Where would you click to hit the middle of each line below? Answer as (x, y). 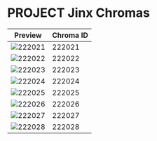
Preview (28, 35)
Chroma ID (70, 35)
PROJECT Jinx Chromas (79, 13)
